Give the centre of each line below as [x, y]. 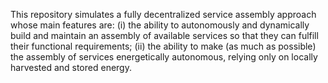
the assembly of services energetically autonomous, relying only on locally [164, 57]
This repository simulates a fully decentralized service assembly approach [163, 14]
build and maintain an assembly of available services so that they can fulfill [164, 35]
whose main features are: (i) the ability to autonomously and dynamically [160, 25]
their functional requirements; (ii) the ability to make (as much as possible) [163, 46]
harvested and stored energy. [71, 67]
